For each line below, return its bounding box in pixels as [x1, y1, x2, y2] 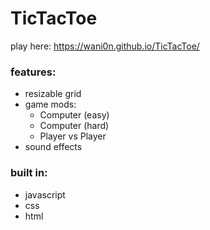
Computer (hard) [39, 120, 110, 132]
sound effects [24, 141, 83, 153]
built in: [10, 166, 48, 180]
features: [10, 65, 57, 79]
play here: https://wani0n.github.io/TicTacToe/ [10, 40, 200, 52]
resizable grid [24, 88, 82, 100]
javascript [24, 188, 66, 201]
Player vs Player [39, 130, 107, 142]
